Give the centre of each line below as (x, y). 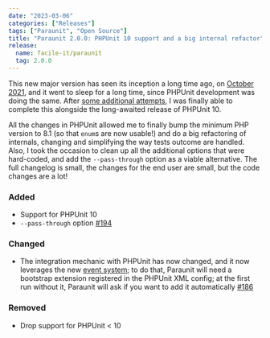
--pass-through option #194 (66, 223)
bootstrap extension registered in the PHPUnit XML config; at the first (135, 278)
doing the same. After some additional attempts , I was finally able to (121, 101)
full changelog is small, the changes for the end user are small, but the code (134, 167)
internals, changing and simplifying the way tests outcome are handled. (127, 142)
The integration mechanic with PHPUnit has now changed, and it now (135, 262)
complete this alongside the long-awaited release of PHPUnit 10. (115, 109)
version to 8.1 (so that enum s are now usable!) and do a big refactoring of (127, 133)
